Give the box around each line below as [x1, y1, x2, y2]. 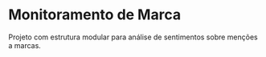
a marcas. [8, 40, 42, 50]
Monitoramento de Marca [8, 6, 182, 24]
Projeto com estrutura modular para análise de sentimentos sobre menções [8, 32, 259, 42]
